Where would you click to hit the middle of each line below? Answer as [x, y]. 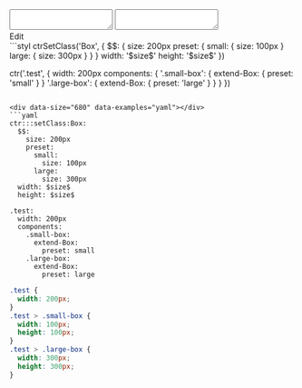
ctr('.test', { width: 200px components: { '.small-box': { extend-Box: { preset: [151, 73]
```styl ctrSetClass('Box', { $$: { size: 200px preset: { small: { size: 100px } [146, 46]
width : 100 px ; [44, 324]
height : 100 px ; [46, 333]
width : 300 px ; [44, 358]
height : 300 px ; [46, 366]
